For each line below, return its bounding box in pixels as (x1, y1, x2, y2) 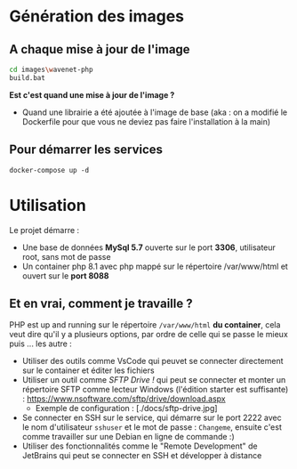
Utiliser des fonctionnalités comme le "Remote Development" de (21, 441, 258, 451)
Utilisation (9, 195, 86, 215)
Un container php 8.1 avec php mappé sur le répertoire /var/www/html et (21, 261, 289, 271)
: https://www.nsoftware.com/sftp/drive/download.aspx (21, 393, 226, 404)
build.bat (9, 73, 46, 82)
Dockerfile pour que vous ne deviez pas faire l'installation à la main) (21, 116, 271, 126)
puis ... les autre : (9, 338, 73, 349)
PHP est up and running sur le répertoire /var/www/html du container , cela (9, 319, 281, 330)
